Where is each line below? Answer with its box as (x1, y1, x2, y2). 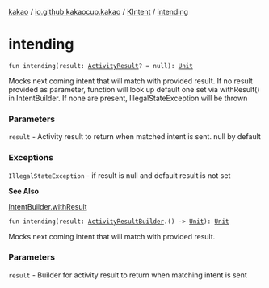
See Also (8, 186, 39, 196)
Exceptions (8, 152, 54, 163)
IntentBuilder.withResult (8, 201, 87, 211)
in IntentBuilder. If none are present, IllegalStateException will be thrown (8, 93, 248, 103)
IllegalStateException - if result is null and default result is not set (8, 170, 231, 180)
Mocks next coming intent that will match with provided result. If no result (8, 76, 253, 86)
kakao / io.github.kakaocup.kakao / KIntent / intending (8, 7, 188, 16)
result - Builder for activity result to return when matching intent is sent (8, 270, 248, 280)
